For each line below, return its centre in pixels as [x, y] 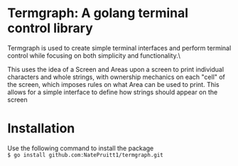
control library [50, 28]
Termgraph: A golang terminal [98, 13]
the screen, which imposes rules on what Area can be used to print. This [114, 84]
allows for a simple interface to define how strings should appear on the [113, 92]
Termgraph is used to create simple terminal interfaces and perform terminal [119, 48]
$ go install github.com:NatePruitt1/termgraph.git [85, 155]
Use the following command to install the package [81, 148]
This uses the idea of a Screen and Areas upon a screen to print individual [116, 69]
